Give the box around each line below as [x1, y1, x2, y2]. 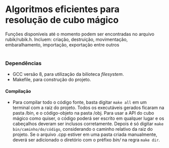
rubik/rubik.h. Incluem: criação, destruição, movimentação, [5, 36, 128, 42]
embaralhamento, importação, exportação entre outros [5, 41, 120, 47]
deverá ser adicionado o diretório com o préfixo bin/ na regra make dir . [12, 137, 160, 143]
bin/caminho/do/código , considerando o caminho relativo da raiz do [12, 126, 153, 132]
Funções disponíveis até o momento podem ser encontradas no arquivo [5, 31, 155, 37]
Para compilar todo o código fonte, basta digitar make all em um [12, 100, 147, 106]
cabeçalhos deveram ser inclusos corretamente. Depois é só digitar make [12, 121, 164, 127]
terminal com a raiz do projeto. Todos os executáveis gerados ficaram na [12, 105, 164, 111]
